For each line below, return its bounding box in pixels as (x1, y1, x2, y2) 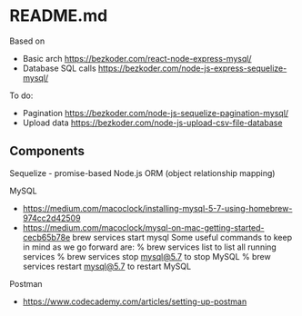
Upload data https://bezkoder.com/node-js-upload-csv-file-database (22, 117, 283, 128)
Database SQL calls (22, 63, 97, 74)
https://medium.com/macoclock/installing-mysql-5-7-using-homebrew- (22, 202, 293, 213)
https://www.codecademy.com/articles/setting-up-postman (22, 296, 247, 307)
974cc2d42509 (22, 212, 81, 223)
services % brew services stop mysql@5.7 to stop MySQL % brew (22, 251, 271, 262)
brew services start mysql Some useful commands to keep (72, 232, 293, 242)
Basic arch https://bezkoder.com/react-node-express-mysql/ (22, 53, 252, 64)
